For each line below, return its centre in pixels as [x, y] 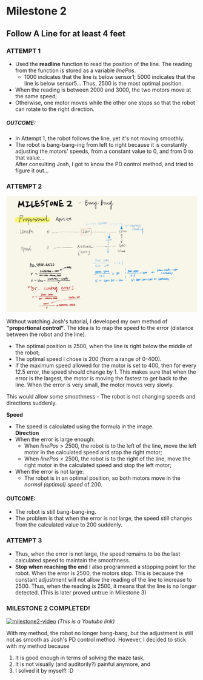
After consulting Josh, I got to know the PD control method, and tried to [104, 164]
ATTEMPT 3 [24, 540]
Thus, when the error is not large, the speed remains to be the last [98, 554]
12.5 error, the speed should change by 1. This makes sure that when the [105, 372]
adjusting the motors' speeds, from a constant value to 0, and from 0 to [104, 151]
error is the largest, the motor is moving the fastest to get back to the [101, 379]
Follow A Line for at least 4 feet [66, 34]
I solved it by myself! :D [44, 670]
